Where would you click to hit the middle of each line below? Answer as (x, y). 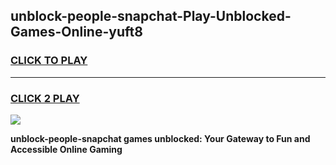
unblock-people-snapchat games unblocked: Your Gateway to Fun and (160, 138)
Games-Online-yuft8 (76, 32)
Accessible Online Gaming (66, 149)
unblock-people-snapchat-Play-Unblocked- (151, 16)
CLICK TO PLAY (49, 61)
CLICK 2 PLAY (45, 98)
